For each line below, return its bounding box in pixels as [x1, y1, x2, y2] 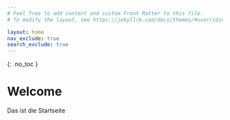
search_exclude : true [7, 42, 69, 48]
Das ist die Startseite [7, 106, 66, 115]
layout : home [7, 29, 44, 35]
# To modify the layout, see [7, 16, 90, 23]
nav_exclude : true [7, 35, 60, 42]
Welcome [7, 84, 62, 100]
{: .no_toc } [7, 60, 38, 68]
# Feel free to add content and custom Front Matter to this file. [7, 10, 204, 17]
